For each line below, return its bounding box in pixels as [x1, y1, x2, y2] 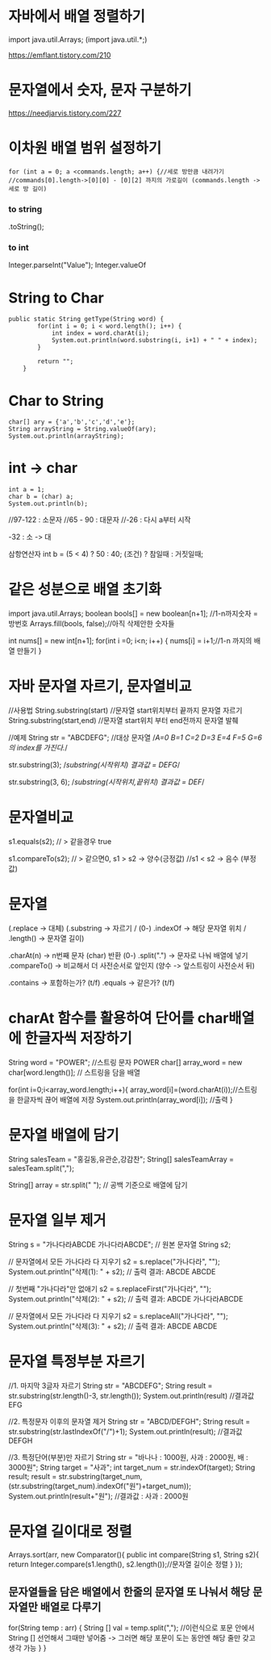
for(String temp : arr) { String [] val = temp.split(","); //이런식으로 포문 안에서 [8, 1623, 255, 1633]
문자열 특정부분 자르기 [8, 1353, 145, 1370]
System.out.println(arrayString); [8, 433, 125, 441]
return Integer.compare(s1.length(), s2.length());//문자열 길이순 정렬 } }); [8, 1559, 244, 1569]
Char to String [8, 391, 105, 410]
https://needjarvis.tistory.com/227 [8, 108, 122, 118]
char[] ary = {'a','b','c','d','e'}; [8, 418, 135, 426]
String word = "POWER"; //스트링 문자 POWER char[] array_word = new [8, 1057, 243, 1067]
